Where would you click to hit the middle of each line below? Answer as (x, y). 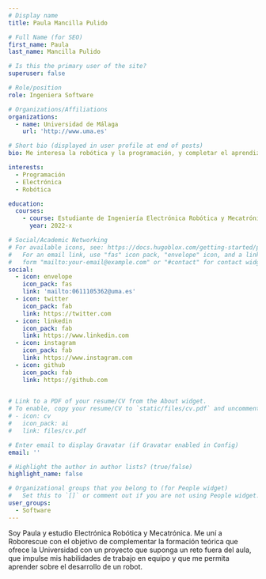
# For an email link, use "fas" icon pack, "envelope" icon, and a (125, 255)
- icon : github (40, 365)
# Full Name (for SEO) (46, 37)
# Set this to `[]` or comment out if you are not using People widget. (134, 496)
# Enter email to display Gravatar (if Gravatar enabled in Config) (123, 445)
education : (26, 204)
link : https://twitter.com (67, 313)
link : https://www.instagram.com (78, 358)
